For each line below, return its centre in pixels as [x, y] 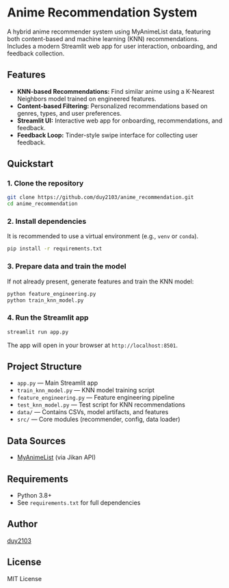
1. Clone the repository [45, 183]
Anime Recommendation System [102, 13]
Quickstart [30, 164]
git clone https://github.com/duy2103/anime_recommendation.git [100, 197]
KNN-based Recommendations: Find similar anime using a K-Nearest [116, 91]
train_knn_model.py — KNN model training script [86, 390]
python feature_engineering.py [52, 294]
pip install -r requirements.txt [55, 249]
